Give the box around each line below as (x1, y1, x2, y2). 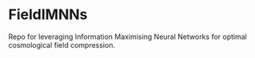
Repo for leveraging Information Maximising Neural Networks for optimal (8, 32, 248, 41)
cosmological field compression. (8, 40, 116, 49)
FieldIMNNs (8, 6, 88, 24)
